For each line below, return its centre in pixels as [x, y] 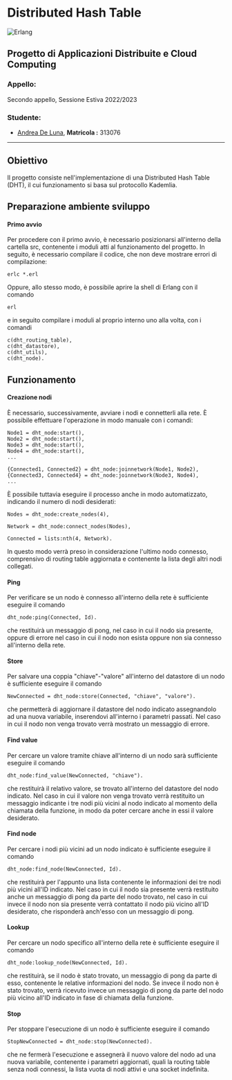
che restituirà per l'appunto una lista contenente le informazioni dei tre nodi [114, 882]
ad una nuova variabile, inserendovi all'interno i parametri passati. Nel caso [114, 717]
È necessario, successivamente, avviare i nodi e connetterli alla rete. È [107, 412]
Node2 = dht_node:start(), [46, 439]
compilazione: [27, 262]
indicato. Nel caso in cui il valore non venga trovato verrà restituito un [106, 796]
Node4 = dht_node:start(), [46, 451]
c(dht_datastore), [33, 347]
